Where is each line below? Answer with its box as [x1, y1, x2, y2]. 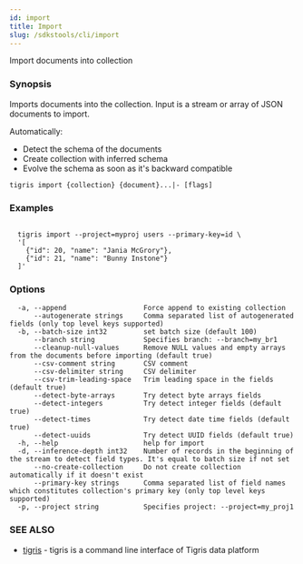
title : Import [9, 22, 64, 31]
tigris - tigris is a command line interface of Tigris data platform [22, 544, 259, 555]
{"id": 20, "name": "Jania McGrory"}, [25, 246, 172, 255]
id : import [9, 13, 51, 23]
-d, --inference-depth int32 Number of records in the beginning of [17, 447, 295, 456]
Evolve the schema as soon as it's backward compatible [22, 163, 233, 174]
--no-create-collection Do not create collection [33, 463, 242, 472]
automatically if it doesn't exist [9, 470, 144, 480]
